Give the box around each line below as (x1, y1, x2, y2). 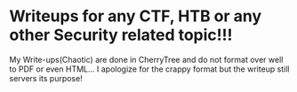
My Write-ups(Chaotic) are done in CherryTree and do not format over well (9, 54, 284, 65)
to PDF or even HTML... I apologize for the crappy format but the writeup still (9, 64, 290, 74)
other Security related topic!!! (9, 25, 233, 45)
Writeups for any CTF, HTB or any (9, 6, 262, 27)
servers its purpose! (9, 73, 83, 83)
